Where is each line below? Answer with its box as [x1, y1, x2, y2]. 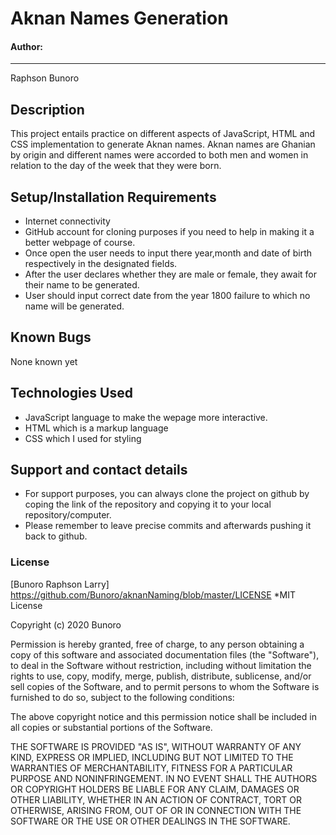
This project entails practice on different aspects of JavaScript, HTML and [10, 128, 316, 140]
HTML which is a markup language [24, 422, 169, 434]
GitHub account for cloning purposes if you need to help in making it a [24, 226, 315, 238]
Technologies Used [10, 385, 133, 402]
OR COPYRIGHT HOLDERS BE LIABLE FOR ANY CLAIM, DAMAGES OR [10, 783, 300, 795]
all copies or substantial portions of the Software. [10, 721, 213, 733]
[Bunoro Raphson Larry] [10, 578, 110, 590]
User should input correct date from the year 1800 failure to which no [24, 290, 311, 302]
